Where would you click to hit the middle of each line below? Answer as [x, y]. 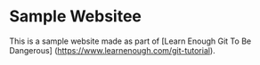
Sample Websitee [76, 16]
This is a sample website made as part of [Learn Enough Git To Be [130, 41]
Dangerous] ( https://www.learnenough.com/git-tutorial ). [112, 50]
